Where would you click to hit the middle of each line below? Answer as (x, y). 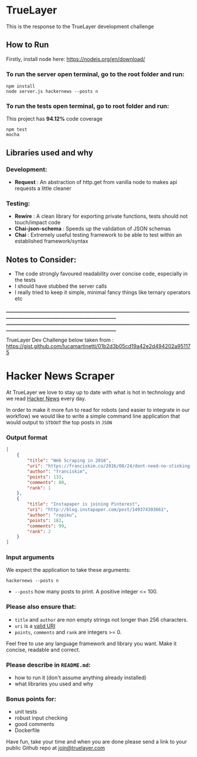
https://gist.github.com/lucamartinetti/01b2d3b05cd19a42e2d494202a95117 (98, 346)
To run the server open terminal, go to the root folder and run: (95, 74)
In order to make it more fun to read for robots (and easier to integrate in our (98, 410)
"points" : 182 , (46, 520)
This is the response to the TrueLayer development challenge (80, 26)
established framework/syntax (51, 241)
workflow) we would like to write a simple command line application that (93, 416)
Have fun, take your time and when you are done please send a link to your (97, 742)
